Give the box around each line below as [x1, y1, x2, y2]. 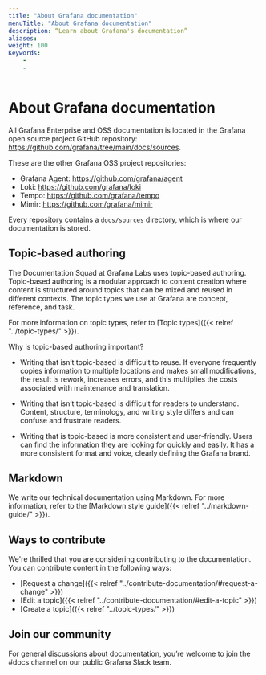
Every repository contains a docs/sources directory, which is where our [8, 215, 243, 224]
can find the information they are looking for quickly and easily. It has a [19, 440, 255, 449]
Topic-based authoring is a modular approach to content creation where [8, 276, 247, 286]
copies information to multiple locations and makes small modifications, [19, 366, 256, 375]
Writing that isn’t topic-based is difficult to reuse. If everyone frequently [19, 357, 256, 366]
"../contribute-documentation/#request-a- [119, 579, 258, 588]
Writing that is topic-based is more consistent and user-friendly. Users [19, 431, 253, 440]
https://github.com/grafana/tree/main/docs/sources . [8, 142, 182, 152]
